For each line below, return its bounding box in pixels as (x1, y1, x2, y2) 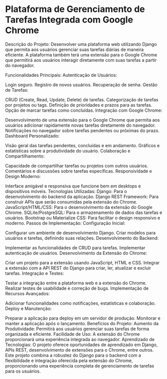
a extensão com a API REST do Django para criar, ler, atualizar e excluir (5, 265, 151, 271)
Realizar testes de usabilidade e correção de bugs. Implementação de (5, 285, 149, 291)
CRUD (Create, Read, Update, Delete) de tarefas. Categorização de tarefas (5, 96, 159, 103)
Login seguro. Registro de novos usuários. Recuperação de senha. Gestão (5, 81, 158, 88)
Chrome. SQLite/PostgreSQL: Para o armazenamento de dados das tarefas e (5, 209, 163, 215)
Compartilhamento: (5, 153, 45, 159)
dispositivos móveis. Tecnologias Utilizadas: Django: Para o (5, 188, 127, 194)
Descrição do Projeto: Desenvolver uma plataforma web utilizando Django (5, 41, 157, 47)
